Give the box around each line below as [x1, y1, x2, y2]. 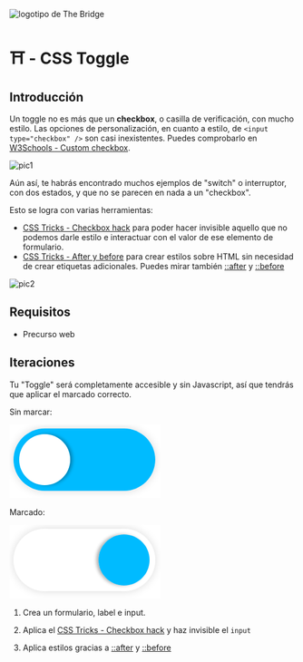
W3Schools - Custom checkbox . [9, 142, 131, 153]
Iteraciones [9, 355, 75, 371]
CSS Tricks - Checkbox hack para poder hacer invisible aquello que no [22, 222, 288, 233]
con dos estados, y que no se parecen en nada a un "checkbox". [9, 187, 251, 198]
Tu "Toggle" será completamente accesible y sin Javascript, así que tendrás [9, 379, 294, 390]
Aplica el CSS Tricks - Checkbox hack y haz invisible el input [22, 624, 251, 635]
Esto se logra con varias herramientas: [9, 205, 153, 215]
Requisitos [9, 305, 71, 320]
